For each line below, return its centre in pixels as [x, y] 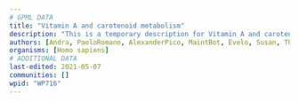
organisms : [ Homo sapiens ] [59, 51]
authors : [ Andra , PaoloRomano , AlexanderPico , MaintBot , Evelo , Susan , [145, 42]
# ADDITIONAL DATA [43, 59]
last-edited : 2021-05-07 [55, 67]
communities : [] [39, 75]
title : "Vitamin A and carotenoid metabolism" [97, 26]
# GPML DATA [31, 17]
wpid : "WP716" [36, 83]
